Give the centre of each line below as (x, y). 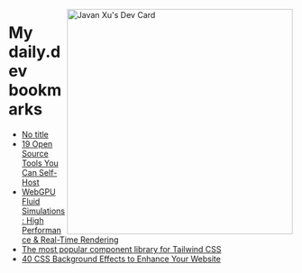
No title (35, 134)
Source (35, 153)
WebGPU (38, 191)
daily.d (35, 52)
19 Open (37, 143)
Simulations (43, 211)
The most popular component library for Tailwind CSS (121, 249)
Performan (41, 230)
